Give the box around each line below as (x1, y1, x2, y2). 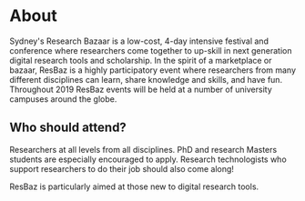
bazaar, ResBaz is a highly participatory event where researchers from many (9, 65, 297, 75)
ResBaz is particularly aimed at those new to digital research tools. (9, 181, 259, 192)
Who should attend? (9, 120, 127, 136)
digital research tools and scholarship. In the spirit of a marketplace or (9, 55, 272, 65)
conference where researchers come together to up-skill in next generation (9, 45, 292, 55)
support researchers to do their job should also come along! (9, 163, 235, 174)
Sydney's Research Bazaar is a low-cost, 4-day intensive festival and (9, 35, 269, 46)
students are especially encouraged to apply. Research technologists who (9, 154, 287, 165)
